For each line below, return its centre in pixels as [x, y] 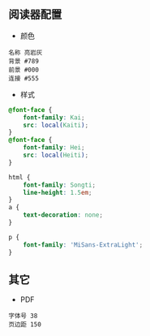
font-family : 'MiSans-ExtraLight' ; [83, 245]
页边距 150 [25, 325]
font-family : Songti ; [59, 185]
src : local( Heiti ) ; [56, 155]
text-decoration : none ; [63, 215]
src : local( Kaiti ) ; [56, 125]
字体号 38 [23, 316]
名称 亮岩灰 [26, 52]
